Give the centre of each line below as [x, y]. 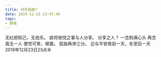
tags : [11, 19]
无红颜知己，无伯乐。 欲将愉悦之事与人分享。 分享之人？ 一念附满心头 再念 [80, 38]
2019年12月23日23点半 [28, 50]
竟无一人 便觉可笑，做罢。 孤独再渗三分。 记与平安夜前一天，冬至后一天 [78, 44]
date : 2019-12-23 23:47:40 [33, 14]
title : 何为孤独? [21, 9]
